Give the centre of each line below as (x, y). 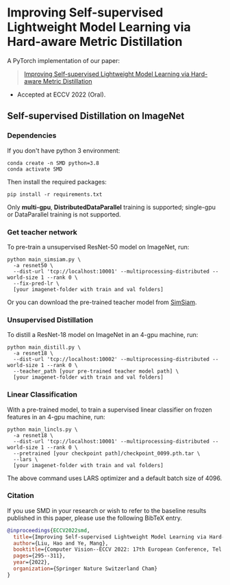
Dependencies (32, 136)
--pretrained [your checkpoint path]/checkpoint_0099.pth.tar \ (107, 453)
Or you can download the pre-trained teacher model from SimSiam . (102, 302)
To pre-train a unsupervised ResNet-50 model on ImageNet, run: (98, 247)
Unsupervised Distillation (50, 320)
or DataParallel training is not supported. (64, 214)
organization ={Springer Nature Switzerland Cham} (85, 569)
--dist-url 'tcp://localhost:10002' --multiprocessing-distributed (112, 360)
